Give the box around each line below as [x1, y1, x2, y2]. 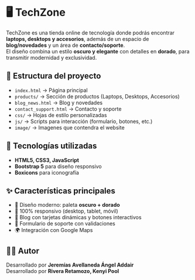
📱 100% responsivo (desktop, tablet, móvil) [14, 207, 118, 215]
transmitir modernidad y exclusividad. [6, 54, 97, 61]
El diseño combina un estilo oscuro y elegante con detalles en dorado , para [6, 47, 190, 54]
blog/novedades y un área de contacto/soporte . [6, 42, 125, 49]
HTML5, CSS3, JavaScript [14, 156, 79, 163]
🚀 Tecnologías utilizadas [6, 141, 97, 151]
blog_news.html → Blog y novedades [14, 99, 103, 106]
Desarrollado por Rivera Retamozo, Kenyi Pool [6, 268, 119, 275]
